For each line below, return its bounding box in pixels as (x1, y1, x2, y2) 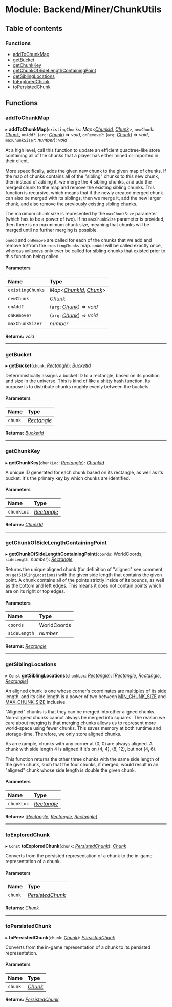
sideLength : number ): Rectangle (5, 556, 73, 562)
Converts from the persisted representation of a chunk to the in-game (5, 853, 153, 859)
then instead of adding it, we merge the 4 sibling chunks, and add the (5, 178, 152, 185)
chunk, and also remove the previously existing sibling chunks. (5, 200, 138, 207)
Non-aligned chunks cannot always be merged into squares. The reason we (5, 714, 165, 720)
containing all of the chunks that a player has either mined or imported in (5, 152, 159, 158)
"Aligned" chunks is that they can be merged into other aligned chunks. (5, 708, 156, 715)
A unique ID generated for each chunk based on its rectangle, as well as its (5, 469, 164, 475)
